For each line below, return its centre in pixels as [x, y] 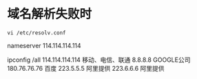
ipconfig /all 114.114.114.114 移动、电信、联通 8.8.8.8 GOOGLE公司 [99, 60]
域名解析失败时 [50, 14]
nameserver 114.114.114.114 [44, 45]
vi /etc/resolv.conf [37, 33]
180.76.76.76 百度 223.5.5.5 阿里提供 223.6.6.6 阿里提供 [86, 68]
